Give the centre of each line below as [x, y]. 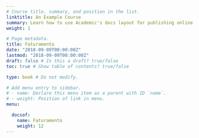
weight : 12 [30, 126]
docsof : [21, 115]
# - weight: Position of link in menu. [56, 99]
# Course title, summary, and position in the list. [73, 12]
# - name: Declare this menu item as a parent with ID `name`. [86, 93]
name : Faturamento [40, 120]
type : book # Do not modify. [42, 77]
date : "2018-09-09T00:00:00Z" [44, 50]
